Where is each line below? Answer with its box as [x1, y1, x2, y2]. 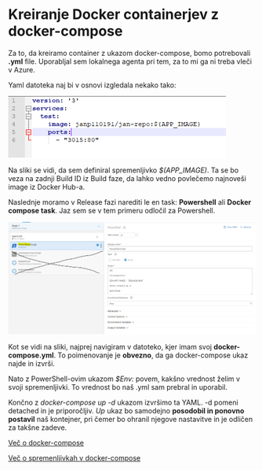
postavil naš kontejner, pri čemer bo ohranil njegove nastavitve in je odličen [8, 414, 253, 424]
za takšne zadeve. [8, 423, 67, 432]
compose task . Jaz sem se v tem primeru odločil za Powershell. [8, 205, 216, 215]
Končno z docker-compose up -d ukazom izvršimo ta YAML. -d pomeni [8, 398, 238, 407]
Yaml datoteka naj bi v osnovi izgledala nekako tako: [8, 80, 176, 90]
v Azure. [8, 65, 35, 74]
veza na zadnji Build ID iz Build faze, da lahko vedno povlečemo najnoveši [8, 173, 247, 183]
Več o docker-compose [8, 438, 85, 447]
